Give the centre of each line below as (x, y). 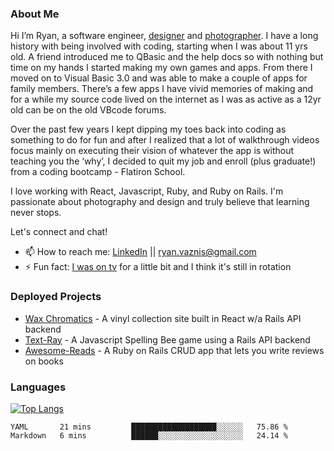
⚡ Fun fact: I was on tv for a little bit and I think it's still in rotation (158, 267)
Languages (38, 387)
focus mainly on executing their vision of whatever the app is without (152, 151)
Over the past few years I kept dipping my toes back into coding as (148, 129)
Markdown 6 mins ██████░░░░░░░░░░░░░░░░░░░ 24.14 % (149, 435)
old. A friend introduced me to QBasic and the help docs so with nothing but (167, 57)
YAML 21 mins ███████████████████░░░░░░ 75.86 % (149, 427)
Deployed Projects (56, 297)
